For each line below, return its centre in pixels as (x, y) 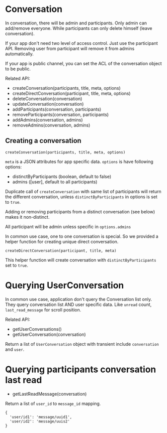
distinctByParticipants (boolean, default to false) (62, 176)
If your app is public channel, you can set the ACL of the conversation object (83, 63)
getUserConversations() (37, 329)
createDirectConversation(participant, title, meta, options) (71, 93)
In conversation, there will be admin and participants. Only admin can (76, 23)
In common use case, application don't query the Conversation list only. (79, 299)
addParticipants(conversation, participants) (57, 109)
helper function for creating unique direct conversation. (62, 241)
